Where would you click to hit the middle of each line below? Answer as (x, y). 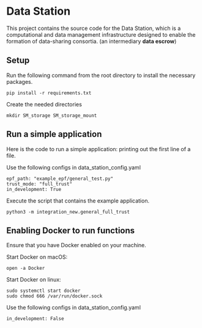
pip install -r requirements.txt (49, 93)
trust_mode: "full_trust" (39, 184)
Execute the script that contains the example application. (78, 201)
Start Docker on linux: (34, 280)
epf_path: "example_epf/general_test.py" (60, 179)
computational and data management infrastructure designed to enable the (101, 34)
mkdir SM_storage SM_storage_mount (52, 115)
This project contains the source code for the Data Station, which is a (94, 28)
